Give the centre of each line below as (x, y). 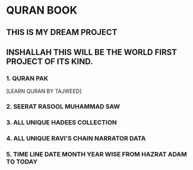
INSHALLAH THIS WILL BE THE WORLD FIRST (91, 52)
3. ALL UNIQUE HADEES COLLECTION (61, 123)
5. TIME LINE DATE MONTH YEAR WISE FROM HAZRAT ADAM (96, 154)
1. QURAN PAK (27, 78)
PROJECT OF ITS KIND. (50, 61)
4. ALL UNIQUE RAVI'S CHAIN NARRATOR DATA (76, 139)
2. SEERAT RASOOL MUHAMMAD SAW (63, 107)
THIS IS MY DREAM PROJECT (62, 32)
